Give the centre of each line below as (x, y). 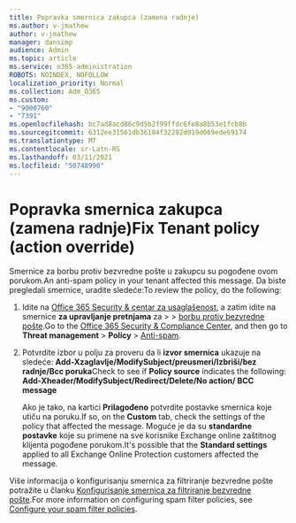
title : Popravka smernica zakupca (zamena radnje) (104, 17)
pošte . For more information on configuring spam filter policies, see (131, 500)
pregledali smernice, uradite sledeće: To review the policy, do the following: (145, 290)
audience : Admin (39, 50)
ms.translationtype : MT (53, 141)
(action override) (72, 246)
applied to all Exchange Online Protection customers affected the (140, 454)
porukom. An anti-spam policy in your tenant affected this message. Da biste (148, 281)
